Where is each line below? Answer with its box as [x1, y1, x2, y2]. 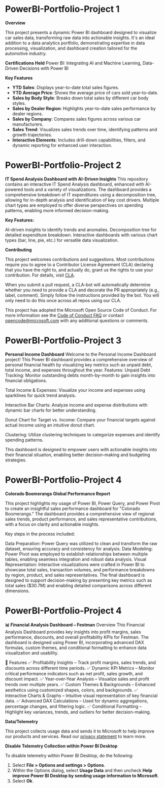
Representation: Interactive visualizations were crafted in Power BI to [5, 561, 145, 567]
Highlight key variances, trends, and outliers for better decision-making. [5, 709, 151, 715]
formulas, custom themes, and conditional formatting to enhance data [5, 645, 147, 650]
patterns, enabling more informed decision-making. [5, 207, 110, 213]
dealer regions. [12, 110, 43, 117]
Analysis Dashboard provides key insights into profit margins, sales [5, 629, 141, 635]
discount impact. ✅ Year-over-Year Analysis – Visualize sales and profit [5, 676, 149, 682]
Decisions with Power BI [19, 65, 69, 71]
